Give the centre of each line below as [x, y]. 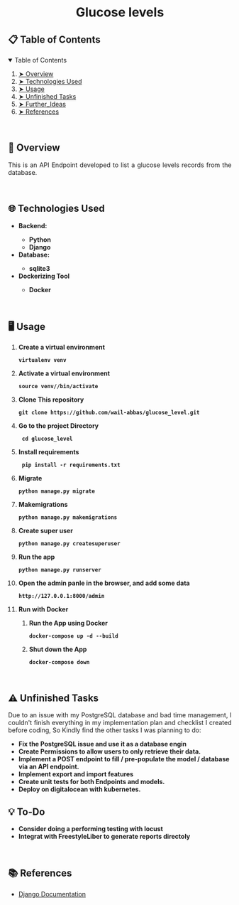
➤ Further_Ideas [42, 104]
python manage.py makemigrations [68, 518]
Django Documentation [52, 894]
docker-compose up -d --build [74, 636]
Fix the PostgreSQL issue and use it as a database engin [102, 744]
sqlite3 [39, 268]
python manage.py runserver [60, 570]
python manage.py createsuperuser [69, 544]
